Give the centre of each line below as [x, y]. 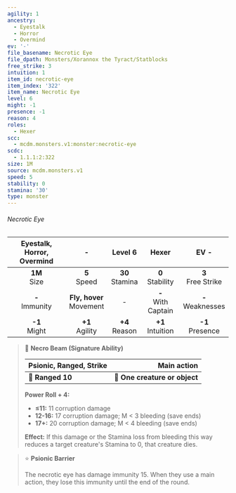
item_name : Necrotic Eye [44, 92]
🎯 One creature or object [156, 378]
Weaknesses [204, 306]
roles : [17, 125]
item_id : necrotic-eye [40, 79]
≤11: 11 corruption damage [73, 409]
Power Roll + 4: [47, 395]
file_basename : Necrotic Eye [50, 53]
